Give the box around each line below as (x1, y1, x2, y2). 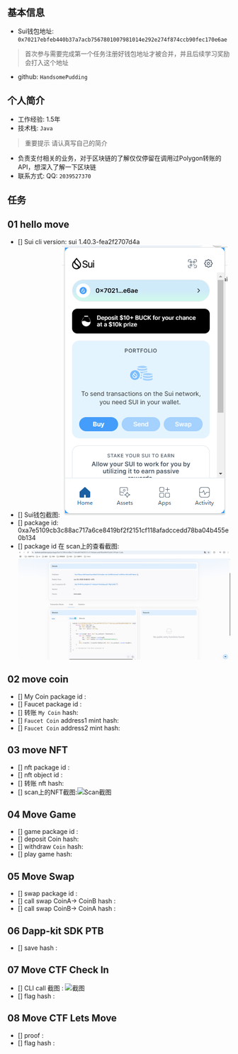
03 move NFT (7, 744, 69, 756)
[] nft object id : (17, 770, 63, 779)
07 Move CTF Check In (7, 964, 110, 976)
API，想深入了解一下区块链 (17, 162, 97, 171)
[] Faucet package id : (17, 699, 82, 708)
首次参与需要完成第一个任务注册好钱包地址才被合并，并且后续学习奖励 (24, 49, 230, 58)
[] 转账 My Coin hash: (17, 708, 79, 716)
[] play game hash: (17, 850, 73, 859)
